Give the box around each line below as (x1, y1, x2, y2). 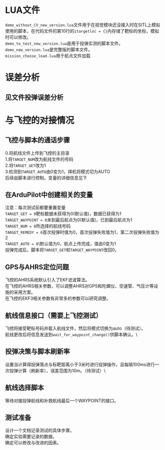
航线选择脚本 (5, 384, 44, 392)
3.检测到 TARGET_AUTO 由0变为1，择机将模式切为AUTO (5, 169, 110, 175)
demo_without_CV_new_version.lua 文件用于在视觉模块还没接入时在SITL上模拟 (5, 22, 161, 28)
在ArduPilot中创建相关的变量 (5, 190, 93, 199)
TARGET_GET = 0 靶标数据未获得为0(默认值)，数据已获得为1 (5, 211, 122, 217)
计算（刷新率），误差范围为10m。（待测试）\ (18, 367, 106, 373)
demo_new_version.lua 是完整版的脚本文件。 (5, 46, 93, 52)
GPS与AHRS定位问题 (5, 263, 69, 271)
